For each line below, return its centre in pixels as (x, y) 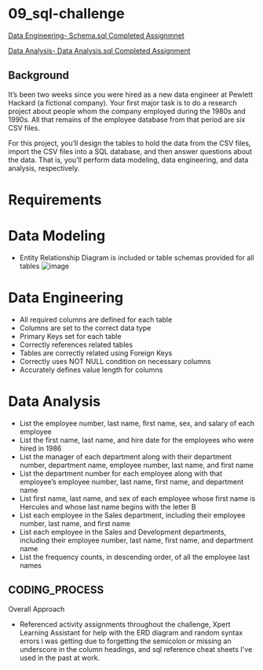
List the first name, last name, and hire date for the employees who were (137, 440)
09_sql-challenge (66, 14)
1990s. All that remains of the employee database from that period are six (127, 120)
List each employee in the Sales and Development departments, (122, 532)
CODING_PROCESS (56, 590)
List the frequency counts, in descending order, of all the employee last (134, 557)
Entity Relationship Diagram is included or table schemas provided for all (137, 257)
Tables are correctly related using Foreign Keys (96, 353)
